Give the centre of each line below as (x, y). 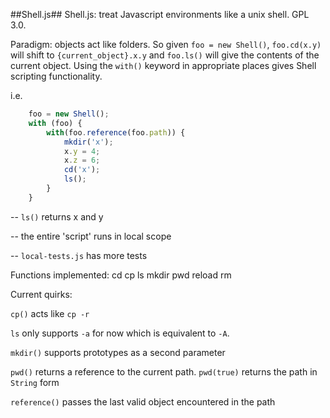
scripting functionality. (56, 76)
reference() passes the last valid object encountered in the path (143, 401)
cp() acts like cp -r (50, 313)
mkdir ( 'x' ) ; (88, 142)
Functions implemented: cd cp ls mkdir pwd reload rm (121, 275)
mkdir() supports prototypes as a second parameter (118, 352)
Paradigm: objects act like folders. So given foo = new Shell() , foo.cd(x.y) (166, 44)
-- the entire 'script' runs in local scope (91, 236)
